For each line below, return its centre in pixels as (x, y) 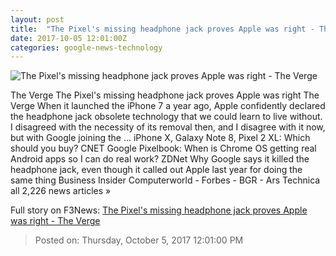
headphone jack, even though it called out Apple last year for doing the (156, 170)
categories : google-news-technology (86, 47)
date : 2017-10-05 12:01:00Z (69, 38)
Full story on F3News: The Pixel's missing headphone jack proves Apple (159, 210)
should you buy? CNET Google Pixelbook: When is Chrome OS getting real (163, 148)
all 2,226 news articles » (61, 191)
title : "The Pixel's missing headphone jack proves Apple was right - (162, 29)
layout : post (37, 19)
